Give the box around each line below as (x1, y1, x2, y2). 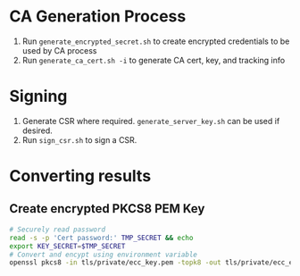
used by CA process (21, 45, 97, 55)
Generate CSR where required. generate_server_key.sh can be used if (21, 115, 280, 126)
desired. (21, 125, 54, 136)
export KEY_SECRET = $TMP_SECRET (9, 241, 126, 251)
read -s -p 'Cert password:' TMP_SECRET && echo (9, 233, 194, 242)
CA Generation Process (9, 6, 187, 27)
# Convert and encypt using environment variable (9, 250, 198, 259)
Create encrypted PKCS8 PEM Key (9, 201, 205, 216)
